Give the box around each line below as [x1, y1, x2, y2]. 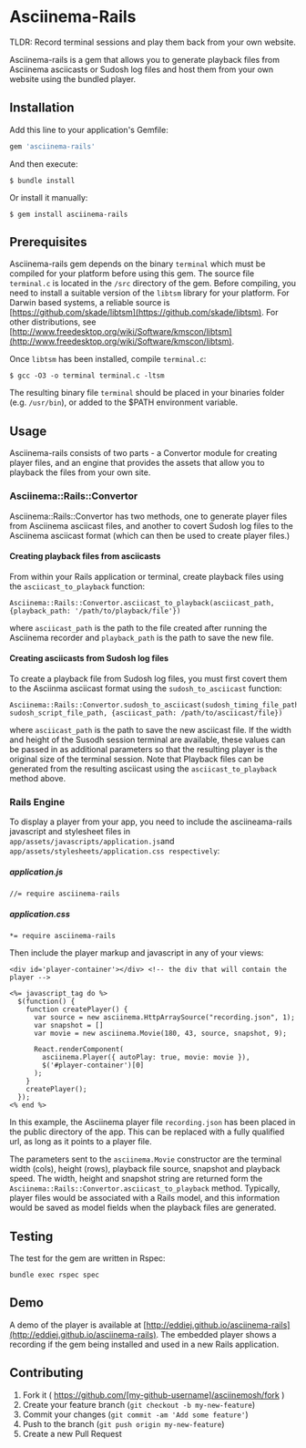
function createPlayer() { [25, 1005, 128, 1014]
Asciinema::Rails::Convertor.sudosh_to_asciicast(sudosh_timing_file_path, [9, 700, 303, 709]
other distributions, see [9, 316, 97, 327]
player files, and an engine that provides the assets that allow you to [9, 458, 265, 469]
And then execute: [9, 158, 78, 170]
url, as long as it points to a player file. [9, 1136, 152, 1147]
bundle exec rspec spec [9, 1270, 100, 1279]
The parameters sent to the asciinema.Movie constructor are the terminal [9, 1153, 282, 1164]
